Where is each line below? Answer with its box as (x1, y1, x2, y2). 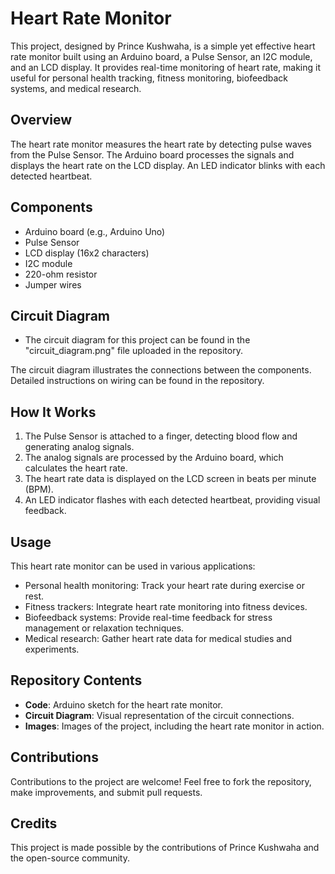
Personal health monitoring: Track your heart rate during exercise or (24, 580, 305, 591)
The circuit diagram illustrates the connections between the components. (10, 364, 312, 376)
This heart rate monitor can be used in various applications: (10, 560, 256, 572)
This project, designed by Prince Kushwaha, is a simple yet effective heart (10, 40, 316, 52)
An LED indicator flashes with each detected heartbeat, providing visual (24, 494, 321, 506)
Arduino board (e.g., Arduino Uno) (24, 225, 166, 237)
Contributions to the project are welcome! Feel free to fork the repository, (10, 775, 312, 787)
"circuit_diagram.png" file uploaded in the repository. (24, 345, 243, 357)
